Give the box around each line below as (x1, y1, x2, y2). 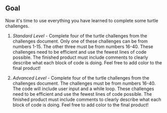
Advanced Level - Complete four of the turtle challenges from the (12, 74, 149, 81)
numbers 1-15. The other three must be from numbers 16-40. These (12, 43, 153, 50)
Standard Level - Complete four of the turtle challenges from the (12, 32, 148, 39)
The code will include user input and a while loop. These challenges (12, 86, 154, 92)
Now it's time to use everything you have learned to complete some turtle (5, 17, 158, 23)
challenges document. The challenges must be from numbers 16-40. (12, 80, 156, 86)
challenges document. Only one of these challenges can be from (12, 38, 148, 44)
